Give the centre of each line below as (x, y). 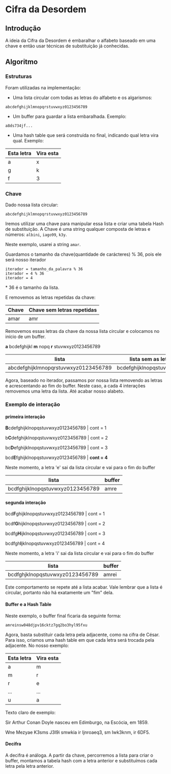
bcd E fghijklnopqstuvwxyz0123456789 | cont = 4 (56, 457)
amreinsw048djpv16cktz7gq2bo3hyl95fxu (46, 625)
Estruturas (19, 77)
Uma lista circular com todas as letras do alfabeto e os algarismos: (82, 98)
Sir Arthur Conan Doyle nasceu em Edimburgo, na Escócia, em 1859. (77, 722)
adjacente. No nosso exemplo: (37, 645)
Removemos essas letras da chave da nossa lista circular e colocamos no (82, 331)
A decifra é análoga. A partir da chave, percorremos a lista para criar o (79, 755)
